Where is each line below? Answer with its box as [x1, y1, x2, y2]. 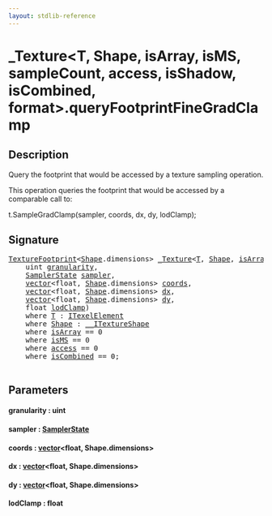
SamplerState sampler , [25, 271, 116, 280]
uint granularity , [25, 263, 99, 272]
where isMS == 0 [25, 336, 91, 345]
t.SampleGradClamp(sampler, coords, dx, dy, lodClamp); [8, 209, 197, 219]
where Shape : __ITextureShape [25, 320, 150, 329]
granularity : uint [8, 406, 66, 415]
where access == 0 [25, 344, 99, 353]
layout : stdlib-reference [8, 11, 96, 20]
